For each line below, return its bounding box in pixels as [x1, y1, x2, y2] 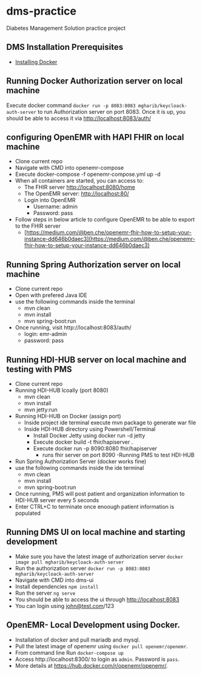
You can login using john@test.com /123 [15, 602, 114, 609]
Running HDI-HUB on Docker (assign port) [15, 413, 121, 419]
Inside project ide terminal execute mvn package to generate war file [24, 419, 196, 426]
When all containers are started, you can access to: [15, 177, 144, 184]
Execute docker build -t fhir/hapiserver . [33, 438, 133, 446]
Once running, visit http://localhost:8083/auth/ [15, 324, 132, 331]
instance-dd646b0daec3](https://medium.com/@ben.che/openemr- [24, 236, 195, 243]
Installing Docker [15, 58, 58, 65]
